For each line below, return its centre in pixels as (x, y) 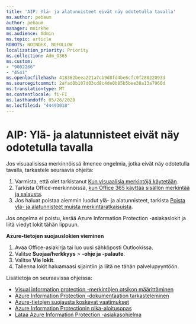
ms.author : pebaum (29, 17)
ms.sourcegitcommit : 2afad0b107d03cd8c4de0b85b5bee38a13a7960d (86, 84)
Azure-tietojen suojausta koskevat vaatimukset (72, 302)
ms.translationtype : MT (36, 89)
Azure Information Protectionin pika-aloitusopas (73, 309)
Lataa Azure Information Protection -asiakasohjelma (78, 315)
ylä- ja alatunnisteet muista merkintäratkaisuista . (74, 207)
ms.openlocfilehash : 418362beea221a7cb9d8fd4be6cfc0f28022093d (86, 78)
